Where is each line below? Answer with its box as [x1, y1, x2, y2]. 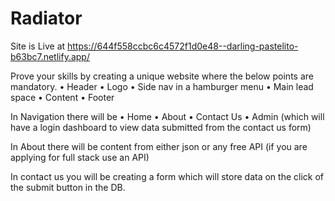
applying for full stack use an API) [10, 151, 150, 163]
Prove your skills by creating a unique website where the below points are [10, 70, 314, 82]
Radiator [10, 7, 83, 30]
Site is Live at [10, 40, 66, 52]
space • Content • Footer [10, 91, 115, 103]
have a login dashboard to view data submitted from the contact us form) [10, 121, 312, 133]
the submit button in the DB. [10, 181, 126, 193]
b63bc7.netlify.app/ [10, 50, 90, 62]
